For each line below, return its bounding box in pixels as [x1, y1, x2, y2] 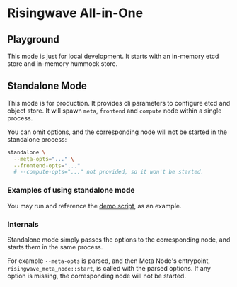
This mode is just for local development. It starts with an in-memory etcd [7, 52, 219, 60]
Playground [7, 33, 59, 45]
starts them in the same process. [7, 242, 103, 251]
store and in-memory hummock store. [7, 60, 118, 68]
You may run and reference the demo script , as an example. [7, 201, 182, 210]
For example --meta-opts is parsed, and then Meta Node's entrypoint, [7, 257, 211, 265]
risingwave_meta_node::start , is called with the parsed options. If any [7, 264, 211, 272]
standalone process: [7, 135, 67, 143]
